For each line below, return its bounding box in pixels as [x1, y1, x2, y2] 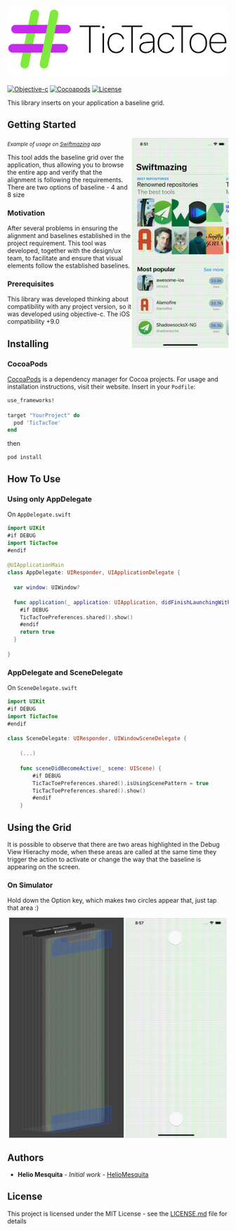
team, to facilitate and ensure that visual [7, 254, 123, 262]
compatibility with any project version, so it [7, 302, 132, 311]
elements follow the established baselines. [7, 261, 131, 270]
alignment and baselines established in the [7, 231, 131, 239]
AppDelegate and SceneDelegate [7, 668, 123, 677]
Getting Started [7, 119, 77, 131]
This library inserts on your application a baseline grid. [7, 99, 165, 107]
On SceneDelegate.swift [7, 684, 77, 692]
